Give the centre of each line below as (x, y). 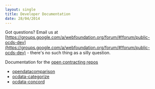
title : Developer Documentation (38, 14)
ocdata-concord (28, 82)
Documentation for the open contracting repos (52, 62)
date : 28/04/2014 (23, 18)
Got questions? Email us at (32, 32)
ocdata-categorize (31, 77)
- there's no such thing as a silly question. (69, 53)
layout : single (20, 9)
